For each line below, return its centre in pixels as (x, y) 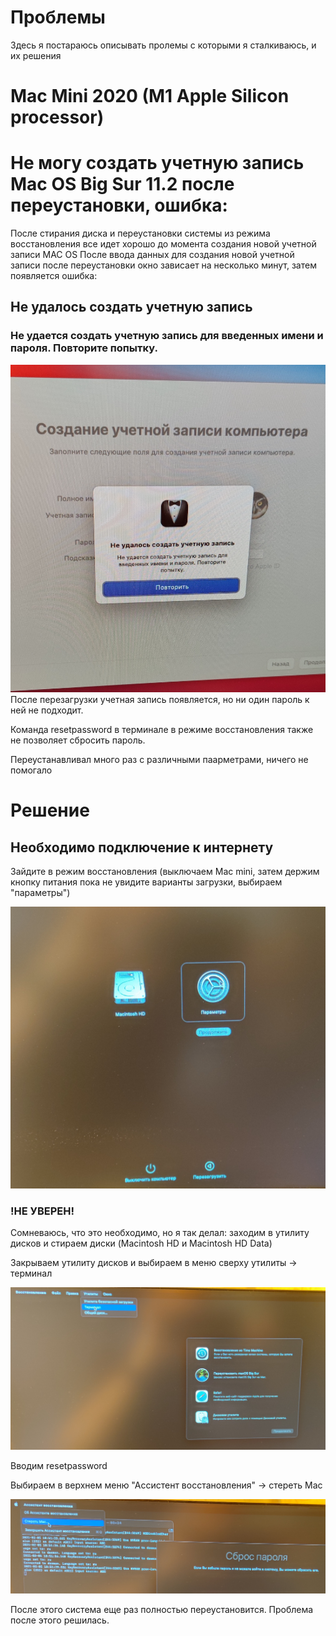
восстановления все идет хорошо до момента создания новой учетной (163, 244)
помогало (31, 770)
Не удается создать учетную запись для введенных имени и (167, 336)
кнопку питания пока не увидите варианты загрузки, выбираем (146, 882)
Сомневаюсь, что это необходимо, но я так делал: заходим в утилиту (160, 1233)
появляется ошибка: (54, 276)
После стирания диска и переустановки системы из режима (140, 233)
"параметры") (40, 893)
